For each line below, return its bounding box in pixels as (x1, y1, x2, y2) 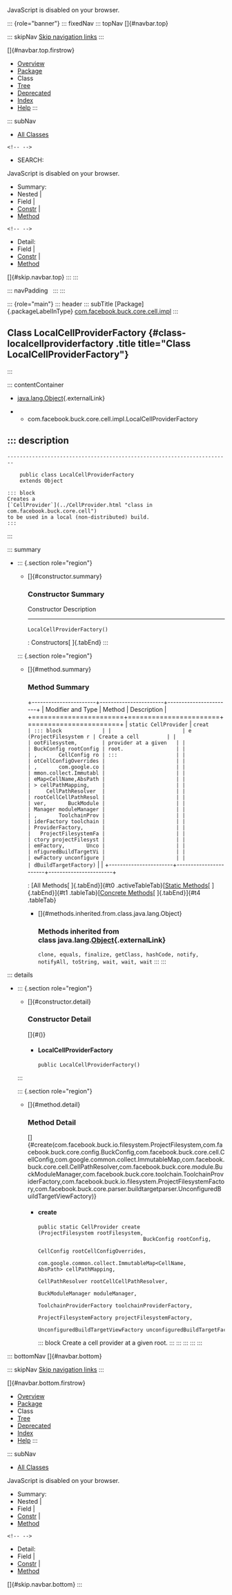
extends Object (19, 477, 64, 484)
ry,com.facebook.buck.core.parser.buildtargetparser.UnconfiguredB (27, 1185, 222, 1193)
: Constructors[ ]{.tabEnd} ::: (27, 638, 108, 646)
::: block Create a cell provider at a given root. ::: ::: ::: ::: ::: (37, 1338, 202, 1347)
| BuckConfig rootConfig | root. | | (27, 746, 186, 753)
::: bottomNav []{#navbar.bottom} (7, 1352, 102, 1360)
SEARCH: (17, 156, 44, 164)
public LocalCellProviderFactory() (37, 1062, 140, 1069)
